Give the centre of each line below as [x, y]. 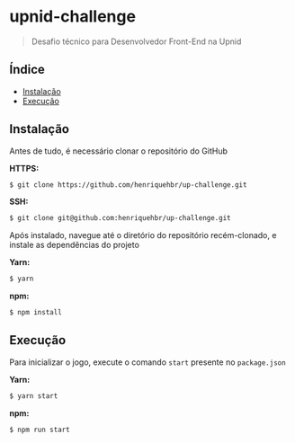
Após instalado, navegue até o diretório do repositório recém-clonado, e [143, 235]
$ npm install [36, 313]
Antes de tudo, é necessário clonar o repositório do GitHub [118, 151]
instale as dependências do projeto [74, 245]
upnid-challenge [73, 17]
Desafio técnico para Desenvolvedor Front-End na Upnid [136, 41]
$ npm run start [40, 430]
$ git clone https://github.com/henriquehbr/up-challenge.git [128, 185]
